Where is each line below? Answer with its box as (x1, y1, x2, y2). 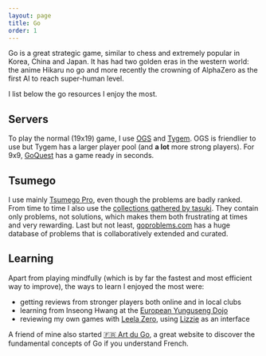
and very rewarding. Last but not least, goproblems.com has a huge (8, 220, 231, 230)
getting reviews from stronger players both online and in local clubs (19, 297, 241, 307)
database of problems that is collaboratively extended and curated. (8, 229, 229, 238)
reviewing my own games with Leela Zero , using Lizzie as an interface (19, 314, 250, 323)
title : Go (8, 19, 41, 27)
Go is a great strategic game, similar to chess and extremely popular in (8, 49, 241, 58)
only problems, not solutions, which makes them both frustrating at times (8, 212, 248, 221)
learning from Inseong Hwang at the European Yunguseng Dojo (19, 305, 229, 315)
